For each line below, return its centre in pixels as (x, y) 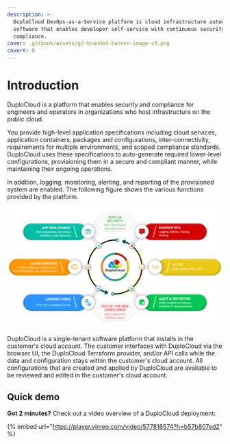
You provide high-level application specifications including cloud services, (112, 132)
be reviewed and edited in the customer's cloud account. (87, 375)
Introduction (43, 85)
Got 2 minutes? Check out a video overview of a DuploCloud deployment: (112, 413)
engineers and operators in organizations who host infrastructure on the (109, 112)
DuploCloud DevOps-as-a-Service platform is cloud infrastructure (110, 22)
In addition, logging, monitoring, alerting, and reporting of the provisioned (111, 182)
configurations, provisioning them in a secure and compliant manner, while (112, 161)
